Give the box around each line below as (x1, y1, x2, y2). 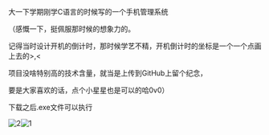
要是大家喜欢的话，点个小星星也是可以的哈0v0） (8, 85, 169, 95)
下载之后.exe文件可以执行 (8, 103, 93, 112)
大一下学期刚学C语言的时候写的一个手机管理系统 (8, 7, 169, 16)
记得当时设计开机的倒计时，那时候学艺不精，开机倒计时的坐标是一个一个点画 (8, 41, 262, 51)
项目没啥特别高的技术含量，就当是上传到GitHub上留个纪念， (8, 68, 207, 78)
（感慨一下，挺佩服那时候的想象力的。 (8, 24, 135, 34)
